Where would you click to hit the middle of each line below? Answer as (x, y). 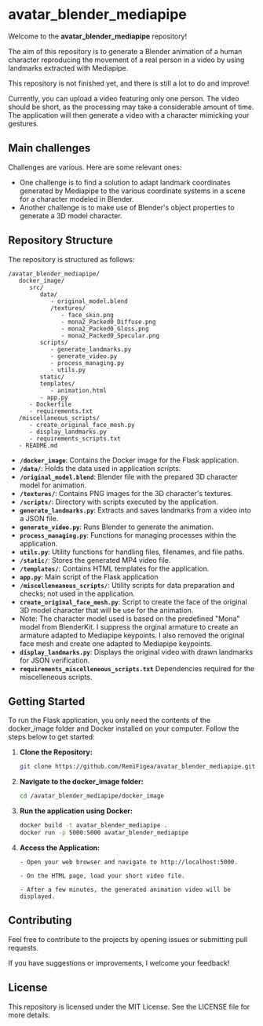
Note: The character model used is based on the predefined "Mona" (130, 619)
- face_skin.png (87, 315)
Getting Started (47, 701)
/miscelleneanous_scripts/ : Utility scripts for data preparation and (127, 585)
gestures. (24, 123)
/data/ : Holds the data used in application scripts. (100, 468)
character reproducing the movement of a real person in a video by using (126, 60)
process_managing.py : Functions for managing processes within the (128, 535)
